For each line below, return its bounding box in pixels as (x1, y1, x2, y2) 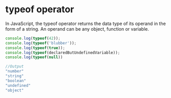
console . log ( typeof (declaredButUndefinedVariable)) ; (5, 50, 120, 55)
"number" (5, 69, 24, 74)
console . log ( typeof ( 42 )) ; (5, 36, 60, 41)
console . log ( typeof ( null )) (5, 55, 63, 60)
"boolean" (5, 78, 27, 83)
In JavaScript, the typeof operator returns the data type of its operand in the (5, 20, 166, 27)
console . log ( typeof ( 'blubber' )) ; (5, 40, 77, 45)
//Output (5, 64, 24, 69)
